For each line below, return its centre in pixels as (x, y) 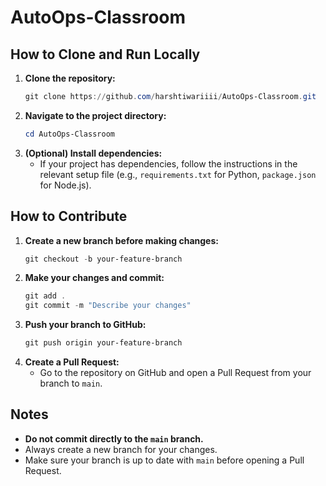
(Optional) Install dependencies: (93, 153)
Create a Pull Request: (72, 362)
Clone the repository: (70, 78)
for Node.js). (65, 185)
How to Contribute (69, 216)
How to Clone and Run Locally (105, 54)
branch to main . (71, 383)
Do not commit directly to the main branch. (114, 438)
